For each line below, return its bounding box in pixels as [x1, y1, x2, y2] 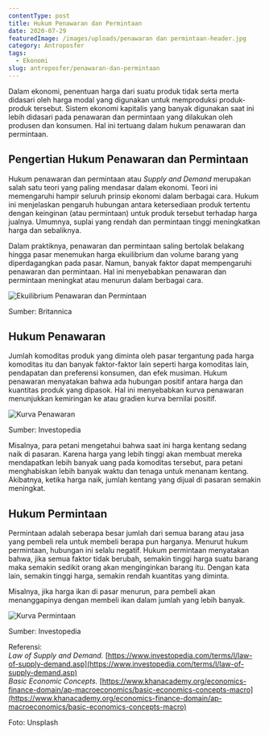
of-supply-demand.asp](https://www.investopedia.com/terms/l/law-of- [8, 659, 244, 669]
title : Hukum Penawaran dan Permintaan [8, 19, 143, 27]
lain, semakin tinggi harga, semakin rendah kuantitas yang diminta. [8, 571, 230, 581]
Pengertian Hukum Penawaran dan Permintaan [8, 152, 249, 166]
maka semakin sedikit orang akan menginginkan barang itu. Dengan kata [8, 563, 250, 572]
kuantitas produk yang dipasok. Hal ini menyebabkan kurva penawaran [8, 385, 244, 395]
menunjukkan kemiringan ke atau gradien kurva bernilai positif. [8, 394, 217, 404]
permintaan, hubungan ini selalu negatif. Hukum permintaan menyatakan [8, 546, 250, 555]
